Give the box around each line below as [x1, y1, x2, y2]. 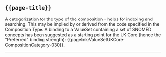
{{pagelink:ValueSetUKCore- [67, 37, 125, 42]
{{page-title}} [5, 4, 52, 12]
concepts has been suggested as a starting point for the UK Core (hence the [5, 32, 161, 38]
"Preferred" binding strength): [5, 37, 66, 42]
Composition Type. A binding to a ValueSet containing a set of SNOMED [5, 26, 152, 32]
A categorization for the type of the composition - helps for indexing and [5, 16, 153, 22]
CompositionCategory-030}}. [5, 42, 65, 48]
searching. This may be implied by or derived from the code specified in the [5, 21, 160, 27]
